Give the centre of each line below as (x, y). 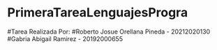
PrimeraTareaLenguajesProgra (98, 13)
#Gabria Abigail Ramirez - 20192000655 (65, 38)
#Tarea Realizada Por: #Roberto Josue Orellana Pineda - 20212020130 (109, 32)
